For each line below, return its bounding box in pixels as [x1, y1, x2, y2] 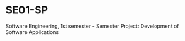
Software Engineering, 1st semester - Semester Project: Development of [5, 23, 179, 29]
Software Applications [5, 28, 59, 35]
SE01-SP [5, 3, 48, 17]
